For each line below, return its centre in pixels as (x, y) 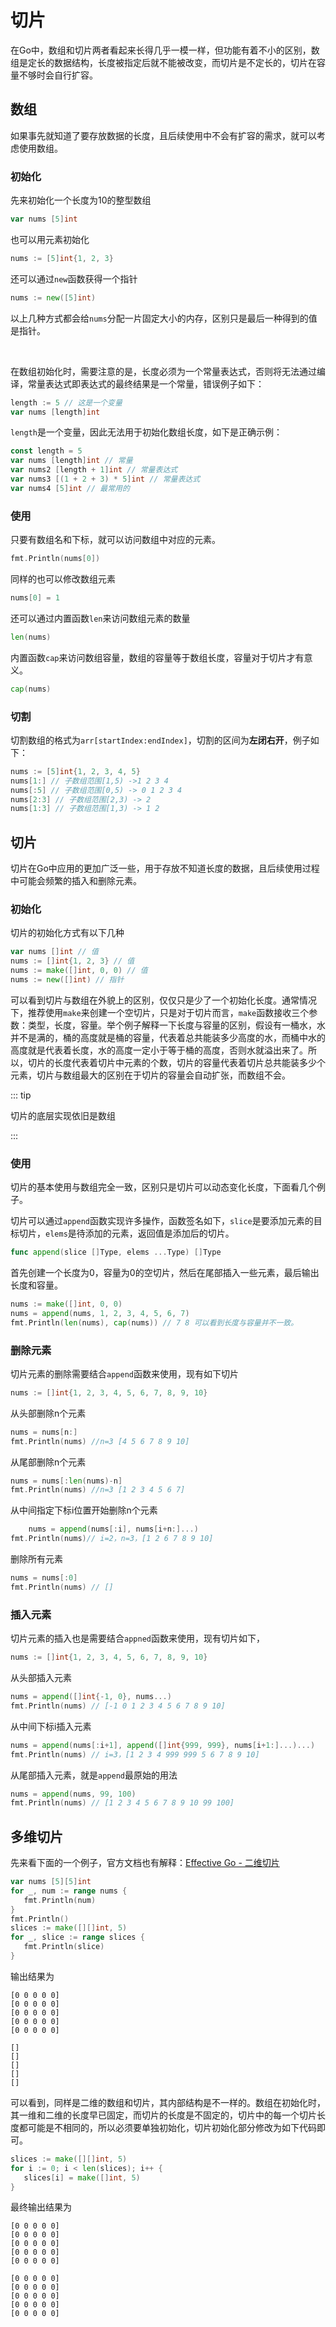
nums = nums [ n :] (44, 1432)
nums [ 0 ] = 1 (35, 597)
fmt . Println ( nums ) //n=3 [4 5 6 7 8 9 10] (100, 1441)
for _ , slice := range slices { (77, 1937)
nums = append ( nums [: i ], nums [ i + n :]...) (113, 1529)
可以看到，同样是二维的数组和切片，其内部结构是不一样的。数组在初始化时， (168, 2102)
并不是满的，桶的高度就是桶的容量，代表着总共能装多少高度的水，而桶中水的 (168, 1037)
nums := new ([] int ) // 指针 (67, 980)
